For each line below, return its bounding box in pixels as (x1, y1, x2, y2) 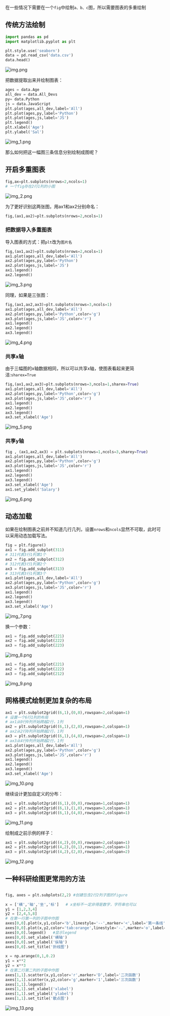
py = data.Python (5, 97, 39, 102)
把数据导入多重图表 (5, 227, 52, 234)
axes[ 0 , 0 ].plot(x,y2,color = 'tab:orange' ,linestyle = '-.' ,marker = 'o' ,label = (5, 925, 166, 931)
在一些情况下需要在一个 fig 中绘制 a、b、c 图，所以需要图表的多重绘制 (5, 5, 146, 10)
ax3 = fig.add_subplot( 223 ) (5, 643, 65, 648)
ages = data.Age (5, 87, 39, 93)
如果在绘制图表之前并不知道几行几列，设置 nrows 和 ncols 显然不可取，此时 (5, 526, 157, 533)
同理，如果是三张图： (5, 292, 50, 298)
